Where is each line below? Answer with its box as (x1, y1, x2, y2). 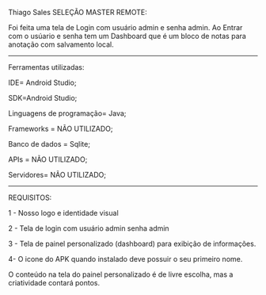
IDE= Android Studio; (8, 78, 77, 87)
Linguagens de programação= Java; (8, 109, 127, 118)
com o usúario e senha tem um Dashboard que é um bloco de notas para (8, 32, 247, 40)
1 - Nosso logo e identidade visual (8, 209, 119, 217)
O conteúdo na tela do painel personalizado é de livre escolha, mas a (8, 270, 234, 279)
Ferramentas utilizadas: (8, 63, 85, 71)
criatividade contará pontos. (8, 278, 101, 287)
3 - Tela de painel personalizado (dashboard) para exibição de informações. (8, 239, 256, 248)
